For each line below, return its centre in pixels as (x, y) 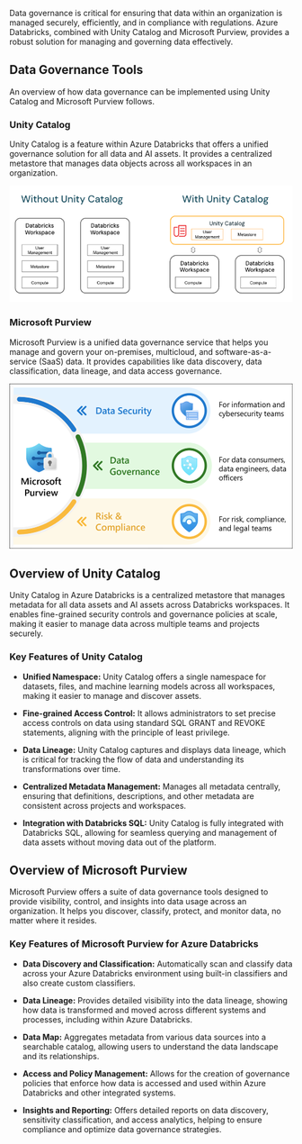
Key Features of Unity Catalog (76, 657)
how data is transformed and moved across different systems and (144, 1010)
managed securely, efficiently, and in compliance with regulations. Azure (144, 23)
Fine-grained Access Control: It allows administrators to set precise (149, 713)
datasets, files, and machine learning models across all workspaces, (149, 686)
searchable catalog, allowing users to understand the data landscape (150, 1046)
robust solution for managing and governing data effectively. (121, 41)
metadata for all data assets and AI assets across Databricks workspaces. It (150, 605)
